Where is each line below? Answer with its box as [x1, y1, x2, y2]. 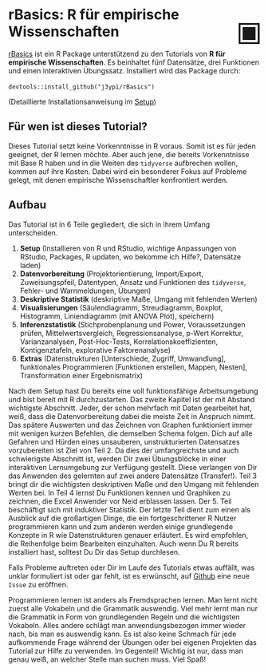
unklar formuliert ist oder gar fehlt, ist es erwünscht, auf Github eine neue [8, 571, 250, 580]
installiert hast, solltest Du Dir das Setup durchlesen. [8, 547, 181, 556]
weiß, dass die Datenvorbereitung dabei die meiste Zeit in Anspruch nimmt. [8, 411, 255, 421]
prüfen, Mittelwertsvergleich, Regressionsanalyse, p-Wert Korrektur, [19, 328, 244, 338]
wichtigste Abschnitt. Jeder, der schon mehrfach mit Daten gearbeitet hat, [8, 403, 253, 413]
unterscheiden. [8, 227, 58, 237]
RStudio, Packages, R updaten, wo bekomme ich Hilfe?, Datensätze [19, 251, 242, 261]
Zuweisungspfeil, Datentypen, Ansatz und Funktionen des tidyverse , [19, 277, 246, 287]
